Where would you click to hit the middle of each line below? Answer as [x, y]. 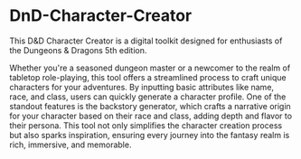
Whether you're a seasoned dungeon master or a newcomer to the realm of [150, 68]
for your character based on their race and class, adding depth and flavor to [150, 116]
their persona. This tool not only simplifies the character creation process [146, 125]
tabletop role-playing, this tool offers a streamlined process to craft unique [148, 77]
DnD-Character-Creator [101, 16]
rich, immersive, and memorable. [71, 145]
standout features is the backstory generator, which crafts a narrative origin [150, 106]
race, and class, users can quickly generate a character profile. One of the [148, 97]
